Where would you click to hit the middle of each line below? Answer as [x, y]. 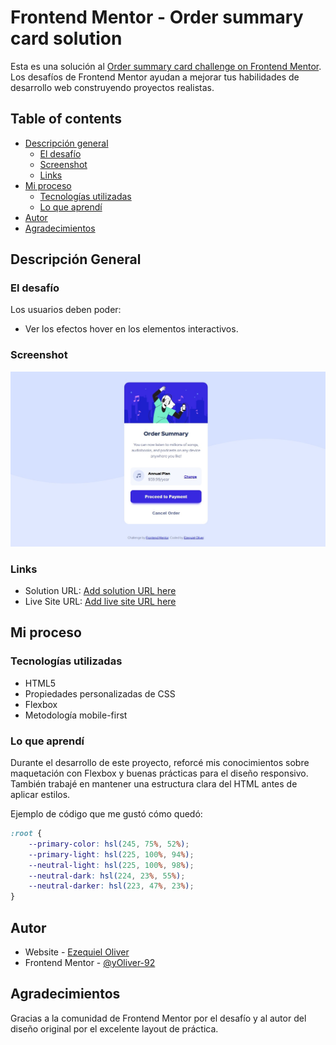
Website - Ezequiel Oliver [77, 952]
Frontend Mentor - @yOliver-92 [90, 962]
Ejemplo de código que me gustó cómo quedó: [106, 814]
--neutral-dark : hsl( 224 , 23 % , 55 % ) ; [107, 876]
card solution [66, 38]
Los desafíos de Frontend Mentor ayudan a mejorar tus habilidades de [155, 77]
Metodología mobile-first [76, 715]
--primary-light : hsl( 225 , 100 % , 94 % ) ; [111, 854]
